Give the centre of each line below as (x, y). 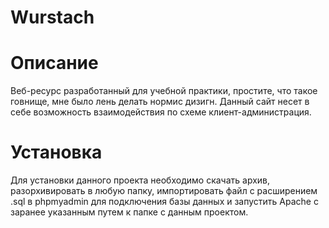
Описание (54, 63)
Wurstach (52, 17)
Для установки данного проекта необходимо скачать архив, (140, 180)
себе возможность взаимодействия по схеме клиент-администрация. (161, 112)
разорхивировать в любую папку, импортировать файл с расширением (164, 191)
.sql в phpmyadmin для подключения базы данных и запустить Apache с (164, 202)
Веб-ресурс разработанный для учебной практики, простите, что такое (164, 91)
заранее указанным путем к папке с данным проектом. (129, 212)
